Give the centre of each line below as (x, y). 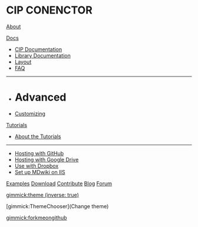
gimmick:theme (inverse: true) (43, 195)
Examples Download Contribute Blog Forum (59, 183)
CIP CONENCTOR (49, 10)
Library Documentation (42, 55)
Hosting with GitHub (39, 153)
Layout (23, 62)
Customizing (30, 113)
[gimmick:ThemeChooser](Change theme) (57, 206)
